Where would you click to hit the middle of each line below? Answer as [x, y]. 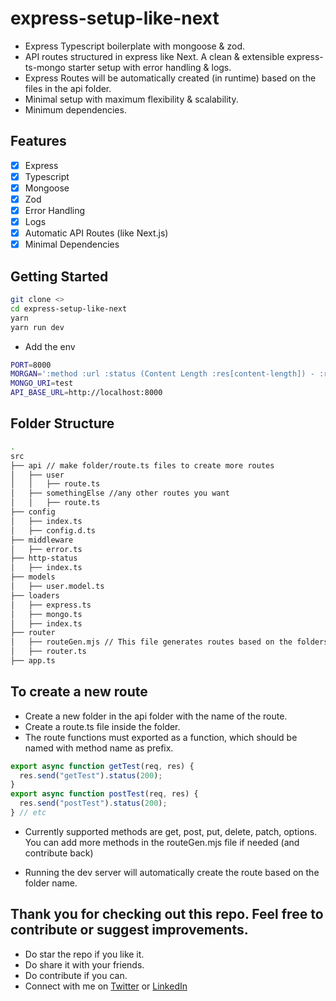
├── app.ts [33, 661]
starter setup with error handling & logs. [149, 67]
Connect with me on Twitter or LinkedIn [106, 986]
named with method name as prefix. [99, 748]
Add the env [50, 346]
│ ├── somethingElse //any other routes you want [120, 493]
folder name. [51, 883]
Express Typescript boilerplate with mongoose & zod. [135, 46]
